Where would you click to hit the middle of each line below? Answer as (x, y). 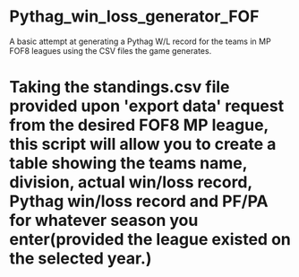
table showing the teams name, (128, 164)
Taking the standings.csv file (120, 87)
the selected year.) (81, 259)
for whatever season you (104, 221)
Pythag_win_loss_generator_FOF (134, 17)
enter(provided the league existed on (150, 240)
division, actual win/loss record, (131, 182)
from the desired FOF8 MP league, (139, 125)
